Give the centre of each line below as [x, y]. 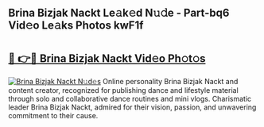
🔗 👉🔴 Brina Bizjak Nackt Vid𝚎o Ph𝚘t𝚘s [107, 58]
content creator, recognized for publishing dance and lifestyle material [123, 90]
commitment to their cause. [53, 115]
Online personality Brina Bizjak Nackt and [170, 81]
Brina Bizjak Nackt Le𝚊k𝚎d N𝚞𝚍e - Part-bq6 [119, 13]
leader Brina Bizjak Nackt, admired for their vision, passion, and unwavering [132, 107]
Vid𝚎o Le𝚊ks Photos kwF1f [76, 26]
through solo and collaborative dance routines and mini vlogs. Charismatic [130, 99]
